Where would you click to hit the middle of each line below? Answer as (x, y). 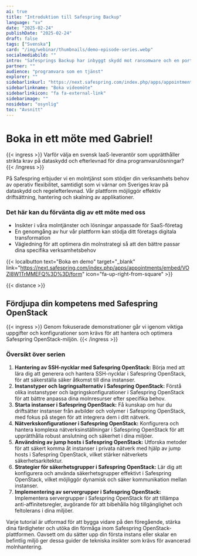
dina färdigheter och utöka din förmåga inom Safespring (74, 528)
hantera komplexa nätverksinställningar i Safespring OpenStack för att (99, 429)
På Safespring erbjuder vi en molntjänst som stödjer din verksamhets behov (98, 179)
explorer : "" (22, 77)
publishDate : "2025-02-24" (39, 33)
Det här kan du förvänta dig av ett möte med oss (76, 213)
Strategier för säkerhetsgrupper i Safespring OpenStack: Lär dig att (98, 467)
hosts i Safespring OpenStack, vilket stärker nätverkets (81, 454)
